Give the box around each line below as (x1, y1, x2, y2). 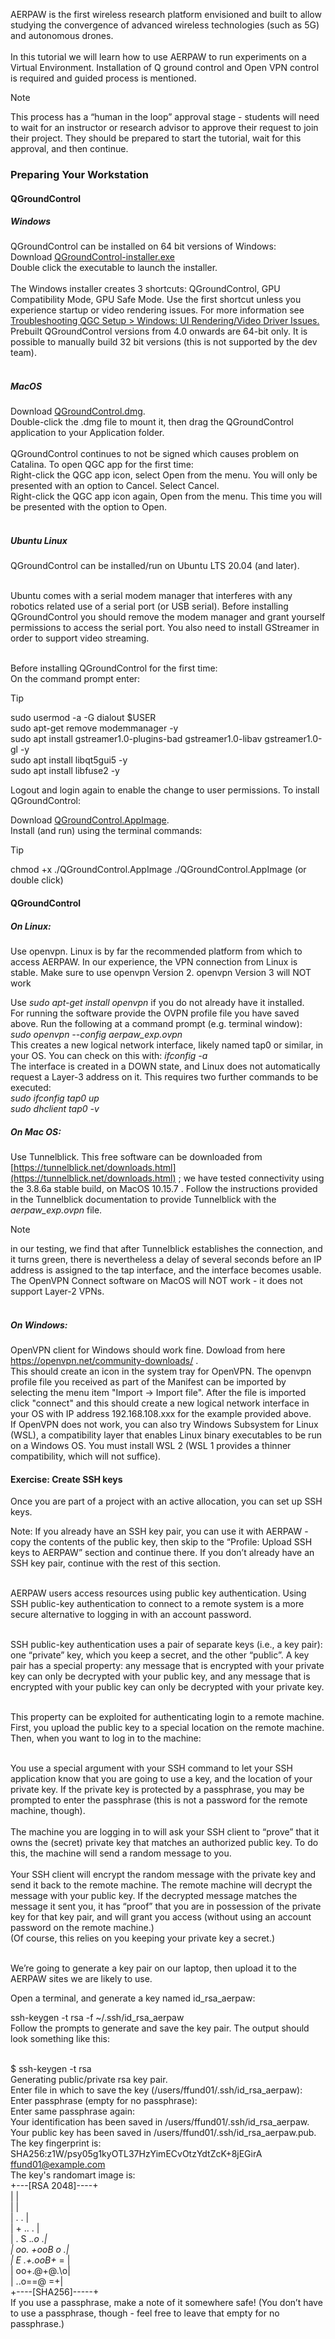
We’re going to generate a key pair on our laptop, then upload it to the (10, 1962, 297, 1974)
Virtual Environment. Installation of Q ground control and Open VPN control (10, 62, 320, 73)
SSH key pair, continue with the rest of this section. (10, 1557, 221, 1569)
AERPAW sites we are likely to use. (10, 1973, 153, 1985)
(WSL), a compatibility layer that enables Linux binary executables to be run (10, 1429, 322, 1441)
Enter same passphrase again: (10, 2105, 135, 2118)
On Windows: (10, 1319, 68, 1331)
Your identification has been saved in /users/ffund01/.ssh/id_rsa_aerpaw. (10, 2116, 310, 2128)
